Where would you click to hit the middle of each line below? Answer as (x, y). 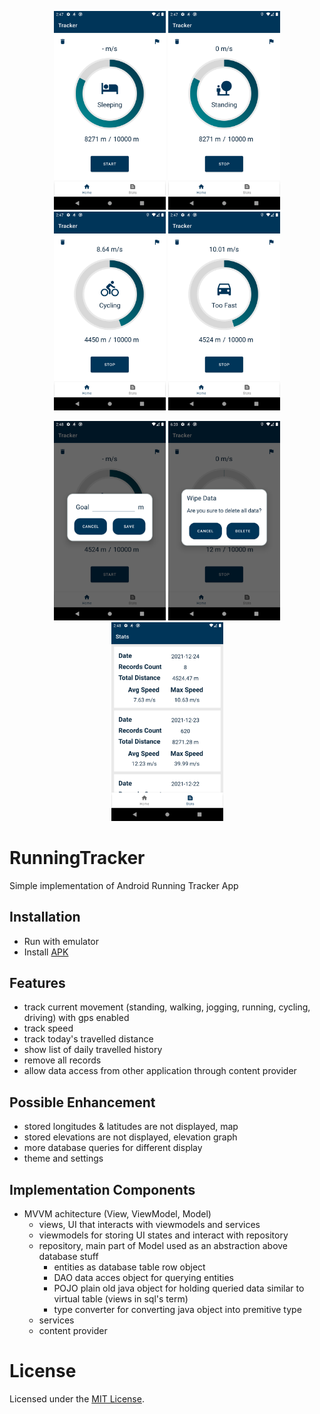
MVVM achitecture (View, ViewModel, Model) (117, 1214)
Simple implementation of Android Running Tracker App (124, 885)
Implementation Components (102, 1189)
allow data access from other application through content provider (160, 1071)
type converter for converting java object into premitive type (177, 1310)
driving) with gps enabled (76, 1018)
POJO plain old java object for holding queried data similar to (179, 1288)
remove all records (62, 1060)
